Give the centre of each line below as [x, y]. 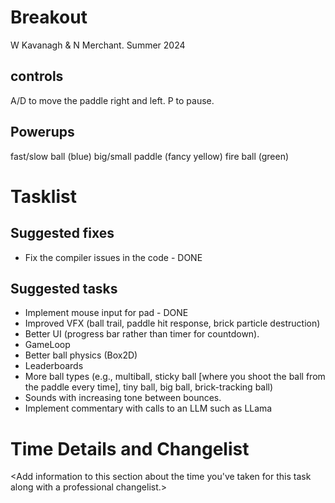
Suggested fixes [62, 233]
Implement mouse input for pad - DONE [106, 313]
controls [37, 76]
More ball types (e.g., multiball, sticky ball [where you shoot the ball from [175, 377]
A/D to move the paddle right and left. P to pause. [112, 100]
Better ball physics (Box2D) [81, 355]
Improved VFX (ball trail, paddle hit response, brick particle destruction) [172, 323]
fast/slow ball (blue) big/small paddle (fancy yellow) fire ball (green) [150, 156]
